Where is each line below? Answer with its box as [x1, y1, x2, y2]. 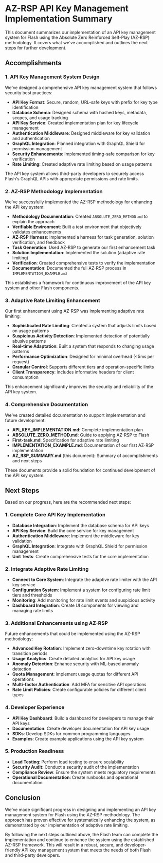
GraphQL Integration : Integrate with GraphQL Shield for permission [12, 543, 147, 549]
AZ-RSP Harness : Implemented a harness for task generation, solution [12, 234, 154, 240]
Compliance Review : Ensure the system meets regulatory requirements [12, 769, 156, 775]
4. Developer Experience [5, 704, 65, 711]
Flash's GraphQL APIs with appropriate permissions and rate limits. [5, 176, 139, 181]
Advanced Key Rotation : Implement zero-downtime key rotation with [12, 645, 151, 652]
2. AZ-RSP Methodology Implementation [5, 188, 103, 194]
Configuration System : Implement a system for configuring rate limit [12, 587, 150, 593]
